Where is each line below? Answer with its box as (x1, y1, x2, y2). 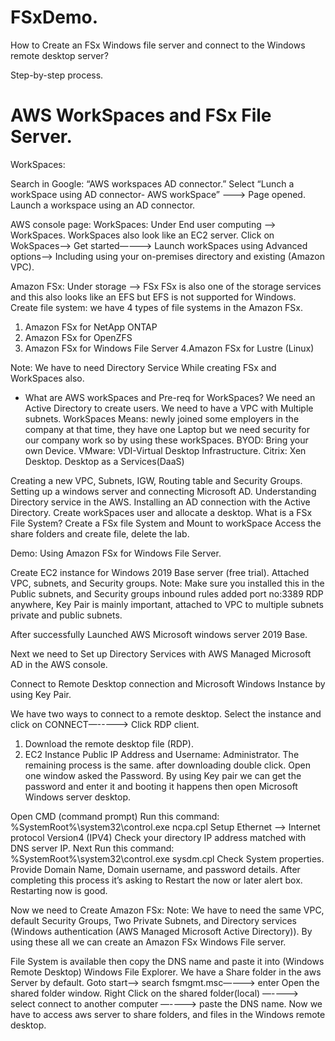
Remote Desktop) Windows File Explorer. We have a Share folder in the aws (10, 966, 322, 978)
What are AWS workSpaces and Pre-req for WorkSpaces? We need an (24, 391, 316, 403)
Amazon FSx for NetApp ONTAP (24, 321, 158, 333)
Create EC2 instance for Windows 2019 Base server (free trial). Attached (10, 566, 310, 578)
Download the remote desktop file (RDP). (24, 737, 194, 750)
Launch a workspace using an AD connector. (10, 199, 196, 211)
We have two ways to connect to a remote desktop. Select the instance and (10, 707, 322, 720)
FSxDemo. (10, 6, 98, 29)
